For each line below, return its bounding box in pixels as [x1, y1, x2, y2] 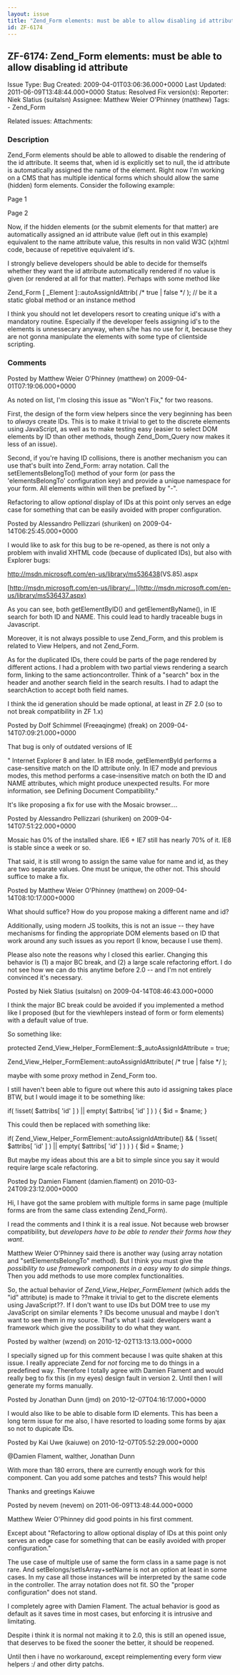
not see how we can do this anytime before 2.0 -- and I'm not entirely [7, 965, 212, 974]
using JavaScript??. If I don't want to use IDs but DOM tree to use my [7, 1300, 211, 1309]
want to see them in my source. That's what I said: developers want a [7, 1315, 212, 1324]
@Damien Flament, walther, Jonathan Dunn [7, 1452, 135, 1460]
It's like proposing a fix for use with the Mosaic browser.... [7, 800, 178, 809]
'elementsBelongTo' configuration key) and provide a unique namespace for [7, 476, 231, 485]
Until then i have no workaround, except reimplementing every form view [7, 1652, 222, 1661]
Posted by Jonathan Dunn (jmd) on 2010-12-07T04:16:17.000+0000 [7, 1395, 206, 1404]
